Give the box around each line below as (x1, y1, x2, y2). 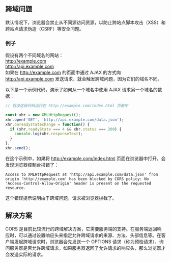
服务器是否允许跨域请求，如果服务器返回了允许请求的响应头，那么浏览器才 (9, 245, 166, 251)
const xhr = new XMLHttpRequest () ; (5, 112, 81, 117)
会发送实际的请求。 (5, 251, 46, 257)
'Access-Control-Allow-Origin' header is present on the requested (5, 180, 152, 186)
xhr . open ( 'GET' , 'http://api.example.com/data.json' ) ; (5, 117, 124, 122)
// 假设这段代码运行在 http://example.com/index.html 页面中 (5, 103, 129, 109)
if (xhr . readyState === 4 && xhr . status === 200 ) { (10, 126, 122, 132)
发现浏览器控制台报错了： (5, 162, 59, 168)
